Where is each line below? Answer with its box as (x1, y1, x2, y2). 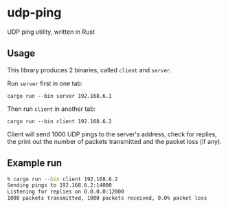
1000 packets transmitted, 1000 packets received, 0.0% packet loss (7, 195, 207, 202)
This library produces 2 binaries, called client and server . (7, 65, 172, 74)
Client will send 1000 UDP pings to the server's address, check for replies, (7, 129, 218, 138)
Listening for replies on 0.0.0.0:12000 (7, 188, 125, 196)
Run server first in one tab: (7, 79, 83, 87)
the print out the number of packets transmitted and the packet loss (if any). (7, 137, 222, 145)
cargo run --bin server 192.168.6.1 (7, 92, 112, 99)
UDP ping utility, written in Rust (7, 28, 95, 36)
